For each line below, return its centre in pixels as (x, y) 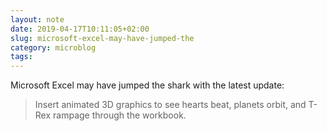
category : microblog (53, 47)
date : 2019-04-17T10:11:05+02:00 (80, 29)
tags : (21, 57)
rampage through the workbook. (120, 115)
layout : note (37, 19)
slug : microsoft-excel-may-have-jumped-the (102, 38)
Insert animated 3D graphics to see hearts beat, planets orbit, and (170, 105)
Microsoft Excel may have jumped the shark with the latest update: (147, 85)
